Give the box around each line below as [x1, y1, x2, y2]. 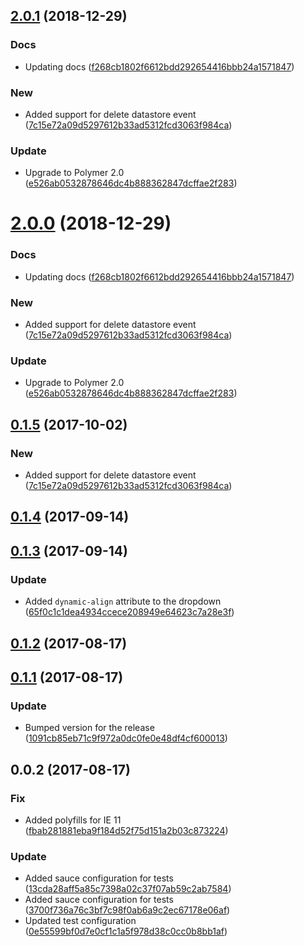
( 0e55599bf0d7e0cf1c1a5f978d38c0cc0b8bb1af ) [24, 925, 228, 938]
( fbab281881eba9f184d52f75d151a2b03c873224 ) [24, 824, 229, 836]
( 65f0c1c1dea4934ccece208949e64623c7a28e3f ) [24, 606, 235, 618]
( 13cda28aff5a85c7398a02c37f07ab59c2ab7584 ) [24, 883, 232, 895]
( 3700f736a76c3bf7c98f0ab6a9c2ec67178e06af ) [24, 904, 231, 916]
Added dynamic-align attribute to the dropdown [24, 595, 222, 608]
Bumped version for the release [24, 722, 155, 734]
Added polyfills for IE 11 [24, 814, 122, 826]
